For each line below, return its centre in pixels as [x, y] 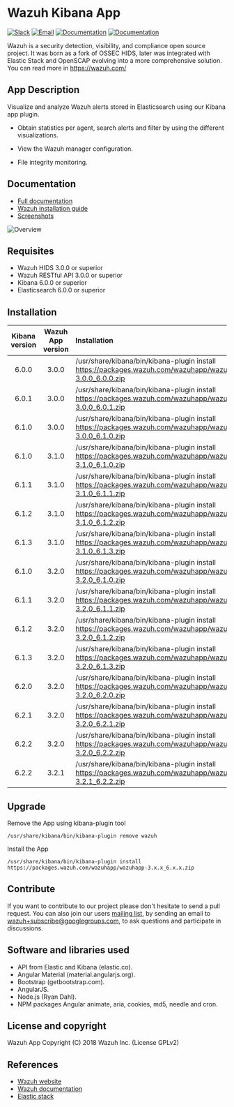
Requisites [31, 251]
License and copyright [57, 1026]
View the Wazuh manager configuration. [75, 149]
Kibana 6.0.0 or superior [52, 283]
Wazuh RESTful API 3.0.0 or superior [70, 275]
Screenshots [36, 216]
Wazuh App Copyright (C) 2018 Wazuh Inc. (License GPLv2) [93, 1043]
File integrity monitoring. [53, 162]
